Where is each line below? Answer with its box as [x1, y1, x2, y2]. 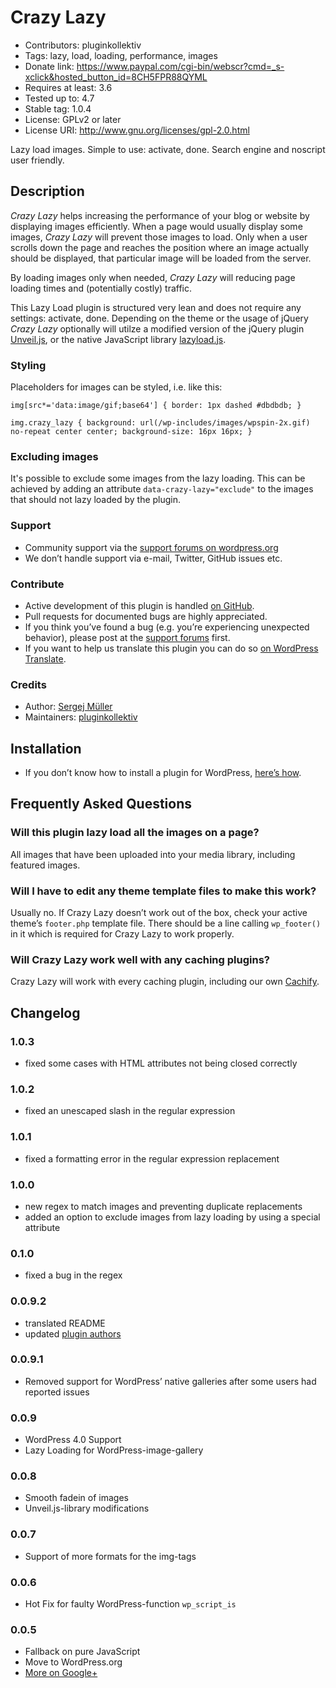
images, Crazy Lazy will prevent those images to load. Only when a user [10, 231, 308, 243]
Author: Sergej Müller [24, 701, 113, 713]
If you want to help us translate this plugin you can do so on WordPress [24, 642, 319, 654]
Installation [10, 740, 82, 757]
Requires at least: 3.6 [24, 81, 113, 93]
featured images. [10, 859, 81, 871]
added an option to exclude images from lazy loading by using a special [24, 1211, 321, 1223]
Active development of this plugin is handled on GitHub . [24, 599, 255, 611]
